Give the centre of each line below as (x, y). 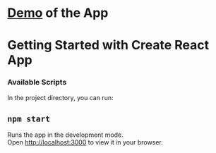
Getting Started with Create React (108, 45)
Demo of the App (58, 13)
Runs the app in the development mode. (65, 135)
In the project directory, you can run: (60, 97)
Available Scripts (37, 82)
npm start (29, 119)
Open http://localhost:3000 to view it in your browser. (85, 142)
